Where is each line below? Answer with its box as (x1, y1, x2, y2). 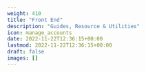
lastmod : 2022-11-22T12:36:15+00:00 (7, 42, 112, 49)
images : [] (7, 55, 39, 62)
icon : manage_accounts (7, 29, 72, 36)
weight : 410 (7, 10, 41, 17)
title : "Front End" (7, 16, 63, 23)
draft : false (7, 49, 45, 56)
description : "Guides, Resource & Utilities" (7, 23, 140, 29)
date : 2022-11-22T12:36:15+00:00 (7, 36, 103, 43)
